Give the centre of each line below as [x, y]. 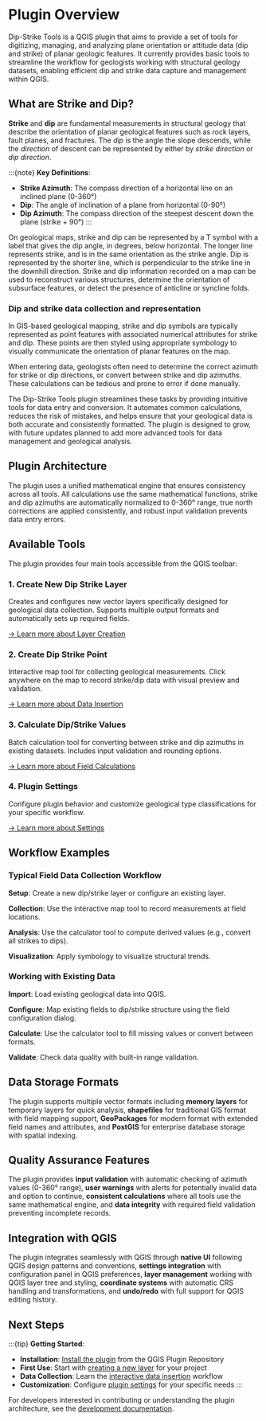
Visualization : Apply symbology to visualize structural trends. [110, 956]
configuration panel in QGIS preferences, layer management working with [130, 1275]
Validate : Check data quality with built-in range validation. [104, 1057]
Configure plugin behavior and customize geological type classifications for [132, 804]
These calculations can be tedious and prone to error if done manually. [124, 384]
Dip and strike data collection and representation [105, 308]
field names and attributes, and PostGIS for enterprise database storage [127, 1126]
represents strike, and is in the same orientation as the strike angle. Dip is [129, 254]
